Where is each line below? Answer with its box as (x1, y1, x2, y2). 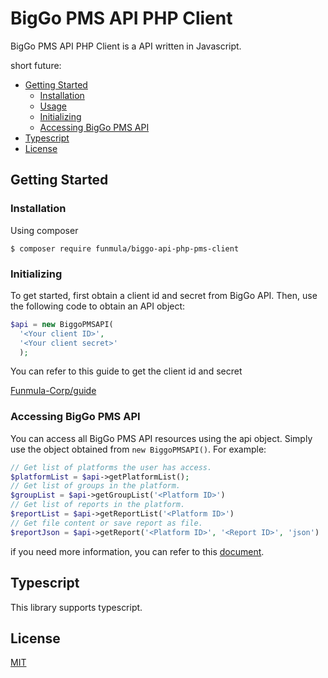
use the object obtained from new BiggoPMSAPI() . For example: (10, 443, 267, 455)
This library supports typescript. (10, 601, 143, 613)
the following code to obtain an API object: (10, 300, 186, 312)
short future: (10, 59, 62, 71)
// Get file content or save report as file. (10, 518, 203, 528)
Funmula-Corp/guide (10, 385, 97, 397)
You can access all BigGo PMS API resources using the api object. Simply (10, 432, 313, 444)
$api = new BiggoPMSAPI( (10, 319, 114, 329)
